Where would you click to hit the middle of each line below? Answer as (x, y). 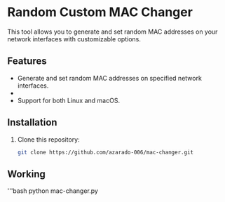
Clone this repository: (48, 139)
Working (26, 174)
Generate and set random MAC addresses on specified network (109, 78)
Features (27, 61)
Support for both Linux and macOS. (69, 100)
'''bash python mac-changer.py (53, 191)
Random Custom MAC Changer (100, 12)
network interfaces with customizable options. (74, 39)
